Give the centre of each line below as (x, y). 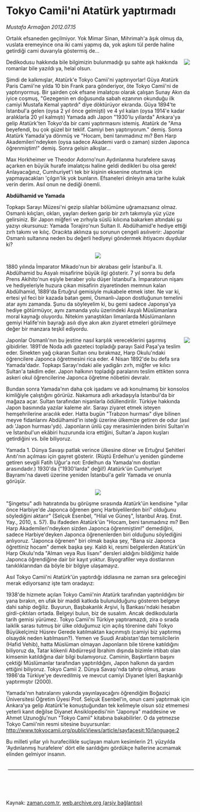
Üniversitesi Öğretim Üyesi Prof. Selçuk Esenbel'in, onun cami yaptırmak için (98, 699)
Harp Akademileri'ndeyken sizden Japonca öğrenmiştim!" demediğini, (90, 528)
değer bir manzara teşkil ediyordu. (47, 328)
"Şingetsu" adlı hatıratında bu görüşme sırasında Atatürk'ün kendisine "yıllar (97, 503)
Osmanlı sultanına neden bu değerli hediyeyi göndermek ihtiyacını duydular (97, 238)
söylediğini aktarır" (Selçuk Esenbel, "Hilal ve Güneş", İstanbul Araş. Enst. (94, 516)
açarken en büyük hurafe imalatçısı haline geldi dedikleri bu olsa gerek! (91, 166)
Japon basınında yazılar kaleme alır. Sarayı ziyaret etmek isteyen (83, 407)
